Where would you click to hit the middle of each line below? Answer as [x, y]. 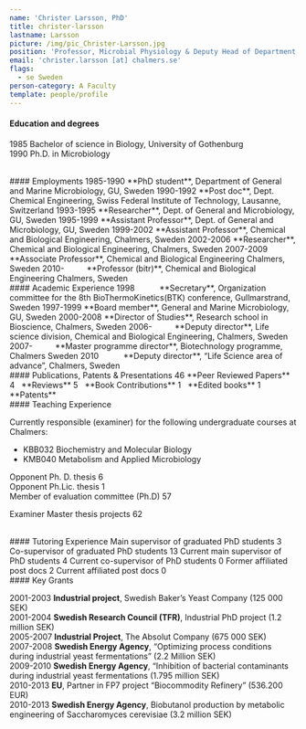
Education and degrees [54, 123]
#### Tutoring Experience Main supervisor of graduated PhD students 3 [146, 541]
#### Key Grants [42, 580]
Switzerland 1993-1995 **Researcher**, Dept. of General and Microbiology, [152, 210]
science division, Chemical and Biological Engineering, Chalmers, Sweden [149, 336]
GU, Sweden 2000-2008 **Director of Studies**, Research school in [139, 317]
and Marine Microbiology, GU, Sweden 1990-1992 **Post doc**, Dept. [142, 190]
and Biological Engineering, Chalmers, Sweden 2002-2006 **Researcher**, [153, 239]
